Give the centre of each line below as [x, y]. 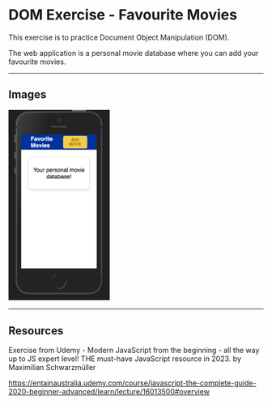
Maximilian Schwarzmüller [52, 368]
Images [28, 95]
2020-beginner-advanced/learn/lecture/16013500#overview [109, 392]
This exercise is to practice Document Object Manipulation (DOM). [119, 37]
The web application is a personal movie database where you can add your [134, 53]
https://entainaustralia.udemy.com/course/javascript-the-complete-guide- [132, 383]
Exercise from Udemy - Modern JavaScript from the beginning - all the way [134, 351]
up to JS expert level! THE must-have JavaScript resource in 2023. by [125, 359]
